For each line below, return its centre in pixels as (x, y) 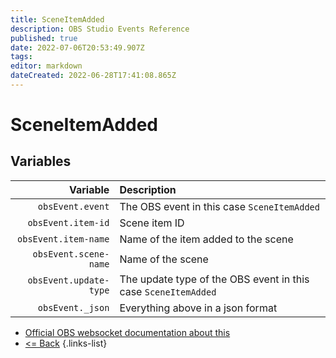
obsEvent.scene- (71, 254)
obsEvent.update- (68, 280)
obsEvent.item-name (63, 239)
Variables (41, 161)
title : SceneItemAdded (57, 19)
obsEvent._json (73, 307)
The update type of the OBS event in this (214, 279)
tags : (21, 57)
